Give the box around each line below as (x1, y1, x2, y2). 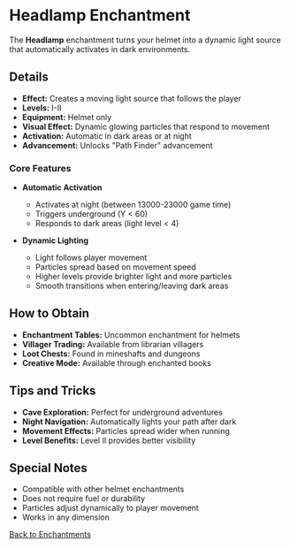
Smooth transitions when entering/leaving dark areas (34, 280, 229, 292)
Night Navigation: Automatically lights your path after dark (21, 416, 237, 427)
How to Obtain (9, 306, 90, 321)
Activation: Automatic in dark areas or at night (21, 130, 192, 141)
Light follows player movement (34, 253, 148, 263)
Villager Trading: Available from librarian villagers (21, 339, 204, 349)
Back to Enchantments (9, 529, 91, 540)
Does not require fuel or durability (21, 493, 146, 504)
